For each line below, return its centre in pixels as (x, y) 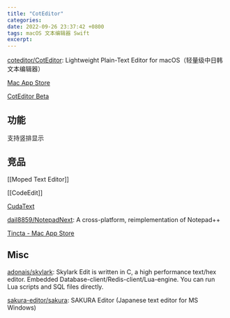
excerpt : (20, 40)
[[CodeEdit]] (25, 193)
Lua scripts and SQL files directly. (55, 287)
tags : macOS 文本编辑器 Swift (48, 33)
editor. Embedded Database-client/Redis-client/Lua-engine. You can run (111, 279)
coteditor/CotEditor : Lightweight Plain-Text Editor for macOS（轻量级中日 (112, 61)
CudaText (21, 206)
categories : (24, 20)
